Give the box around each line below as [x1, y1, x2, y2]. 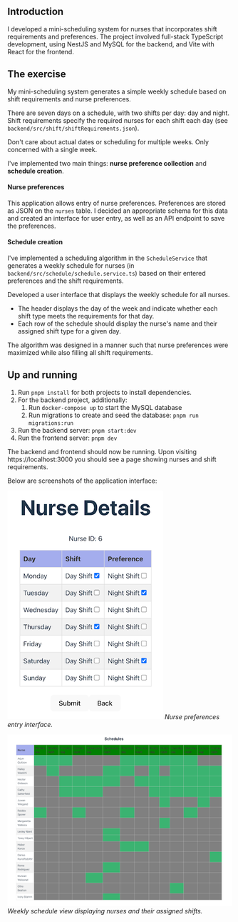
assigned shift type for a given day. [17, 327, 121, 336]
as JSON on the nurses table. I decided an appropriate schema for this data [7, 206, 228, 215]
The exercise [7, 68, 66, 81]
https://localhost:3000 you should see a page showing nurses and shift [7, 455, 217, 463]
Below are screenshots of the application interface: [7, 476, 157, 485]
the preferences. [7, 221, 56, 230]
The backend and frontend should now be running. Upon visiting [7, 447, 197, 456]
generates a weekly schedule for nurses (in [7, 261, 135, 270]
